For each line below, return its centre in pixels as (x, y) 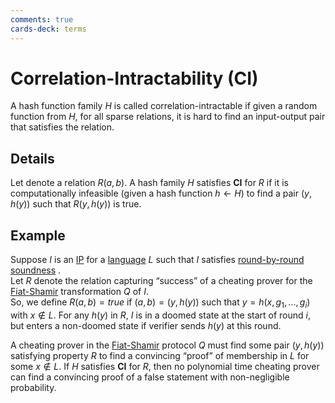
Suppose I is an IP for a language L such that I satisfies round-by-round (157, 260)
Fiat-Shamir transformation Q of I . (79, 292)
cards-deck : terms (48, 29)
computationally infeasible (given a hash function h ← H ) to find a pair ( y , (161, 193)
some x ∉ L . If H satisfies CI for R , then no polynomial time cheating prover (165, 366)
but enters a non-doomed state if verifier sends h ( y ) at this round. (146, 325)
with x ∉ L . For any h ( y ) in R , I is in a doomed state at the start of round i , (160, 315)
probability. (33, 387)
